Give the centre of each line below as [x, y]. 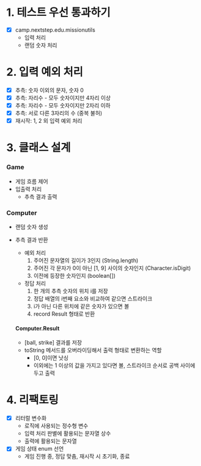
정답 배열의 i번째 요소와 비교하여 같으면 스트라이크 [93, 299]
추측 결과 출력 [41, 197]
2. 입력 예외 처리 [45, 72]
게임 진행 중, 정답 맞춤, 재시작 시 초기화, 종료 [77, 456]
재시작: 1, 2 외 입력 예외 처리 [49, 121]
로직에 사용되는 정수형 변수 [56, 426]
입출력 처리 [28, 189]
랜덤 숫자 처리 [41, 45]
